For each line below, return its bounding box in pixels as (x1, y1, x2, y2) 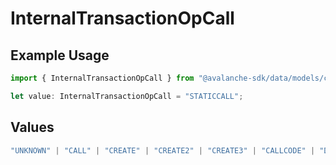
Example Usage (10, 47, 110, 64)
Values (10, 119, 55, 136)
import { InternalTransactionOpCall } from (10, 73, 195, 83)
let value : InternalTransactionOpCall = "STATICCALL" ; (10, 91, 244, 101)
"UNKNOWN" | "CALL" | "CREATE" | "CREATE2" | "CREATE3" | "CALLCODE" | (10, 145, 316, 156)
